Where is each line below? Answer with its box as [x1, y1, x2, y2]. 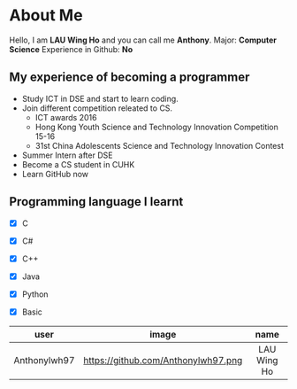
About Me [9, 5, 83, 26]
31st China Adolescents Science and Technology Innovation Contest [34, 140, 285, 151]
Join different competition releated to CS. [21, 103, 173, 113]
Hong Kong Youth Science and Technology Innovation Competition [34, 121, 278, 132]
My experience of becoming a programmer [9, 70, 250, 85]
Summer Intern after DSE [21, 150, 113, 160]
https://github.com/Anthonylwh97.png [83, 354, 243, 366]
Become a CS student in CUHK [21, 159, 135, 169]
